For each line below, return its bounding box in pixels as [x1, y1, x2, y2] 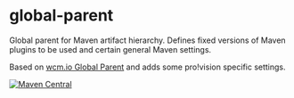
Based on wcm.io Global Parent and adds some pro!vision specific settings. [9, 61, 287, 72]
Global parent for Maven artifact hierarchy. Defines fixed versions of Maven [9, 35, 287, 45]
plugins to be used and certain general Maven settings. [9, 44, 212, 54]
